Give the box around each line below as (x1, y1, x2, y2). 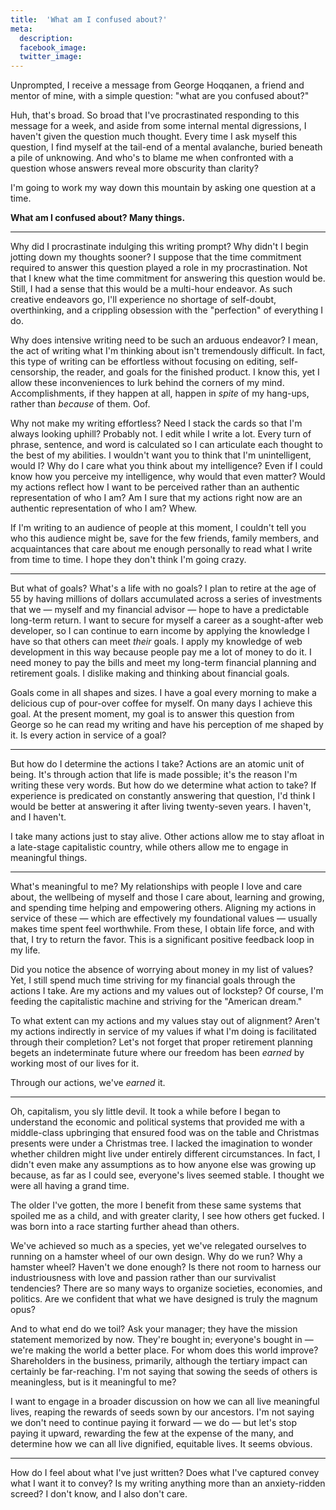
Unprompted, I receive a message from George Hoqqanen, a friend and (10, 79, 305, 91)
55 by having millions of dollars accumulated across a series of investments (10, 593, 323, 605)
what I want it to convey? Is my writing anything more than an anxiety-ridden (10, 1477, 326, 1490)
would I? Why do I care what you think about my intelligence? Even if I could (10, 460, 323, 472)
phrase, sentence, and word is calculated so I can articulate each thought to (10, 439, 324, 451)
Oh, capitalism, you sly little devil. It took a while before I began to (10, 1106, 281, 1118)
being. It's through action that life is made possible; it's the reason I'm (10, 769, 298, 781)
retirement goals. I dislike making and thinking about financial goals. (10, 667, 290, 680)
